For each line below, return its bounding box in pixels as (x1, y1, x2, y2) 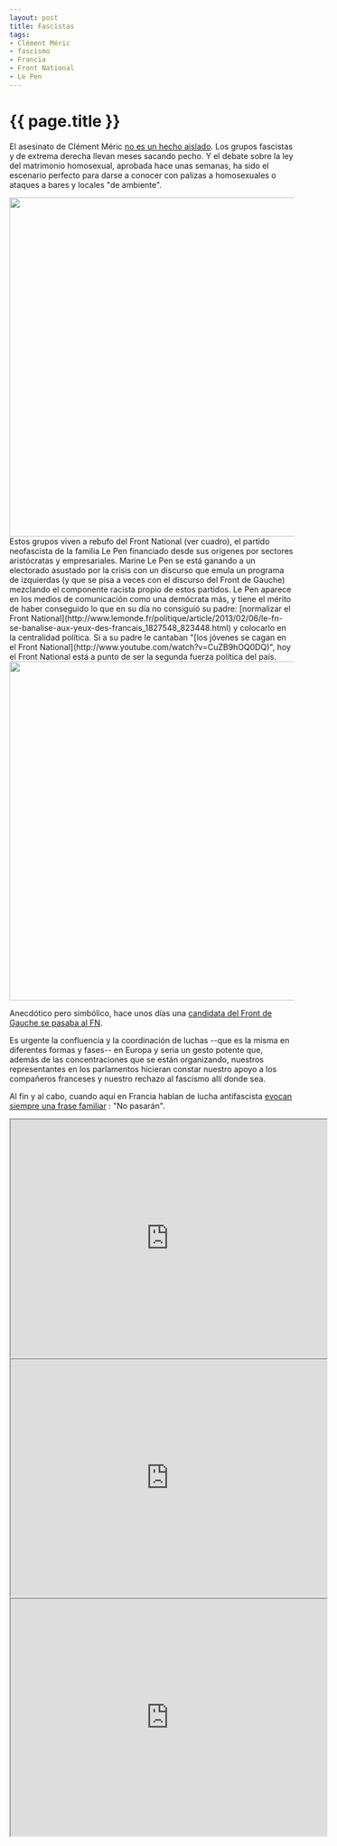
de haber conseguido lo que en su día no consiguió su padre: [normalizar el (9, 603, 291, 614)
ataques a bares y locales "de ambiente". (9, 179, 163, 190)
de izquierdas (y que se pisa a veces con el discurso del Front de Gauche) (9, 574, 286, 585)
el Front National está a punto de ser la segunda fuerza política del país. (9, 651, 277, 662)
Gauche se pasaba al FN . (9, 1017, 103, 1028)
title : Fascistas (9, 22, 75, 31)
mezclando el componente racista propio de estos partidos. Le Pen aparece (9, 584, 292, 595)
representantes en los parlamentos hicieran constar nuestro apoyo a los (9, 1063, 277, 1074)
